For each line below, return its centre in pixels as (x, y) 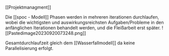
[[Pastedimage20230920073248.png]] (46, 33)
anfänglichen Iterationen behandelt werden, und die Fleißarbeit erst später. (83, 28)
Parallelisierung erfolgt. (30, 48)
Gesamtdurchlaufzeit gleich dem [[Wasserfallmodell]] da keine (70, 43)
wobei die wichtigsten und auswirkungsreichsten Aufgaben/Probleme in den (84, 22)
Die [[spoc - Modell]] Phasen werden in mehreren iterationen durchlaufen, (82, 17)
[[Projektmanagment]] (28, 7)
